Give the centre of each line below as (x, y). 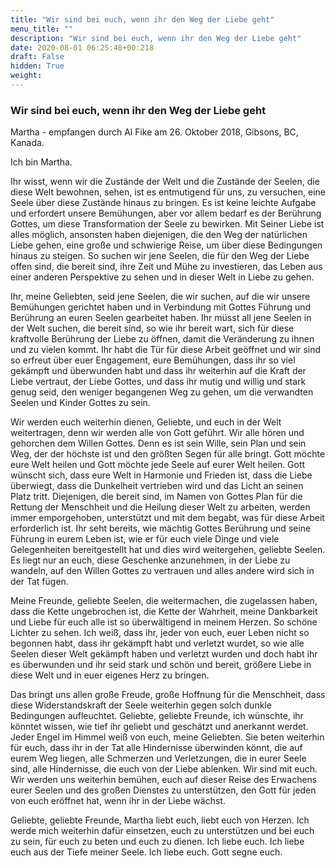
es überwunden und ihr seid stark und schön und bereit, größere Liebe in (161, 665)
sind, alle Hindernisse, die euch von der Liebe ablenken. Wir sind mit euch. (164, 769)
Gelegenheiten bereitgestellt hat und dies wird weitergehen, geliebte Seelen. (168, 550)
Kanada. (27, 143)
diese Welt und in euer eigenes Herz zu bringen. (110, 675)
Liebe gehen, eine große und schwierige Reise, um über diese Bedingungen (166, 245)
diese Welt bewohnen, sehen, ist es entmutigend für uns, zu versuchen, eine (168, 192)
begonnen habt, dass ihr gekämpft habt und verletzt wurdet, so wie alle (157, 643)
